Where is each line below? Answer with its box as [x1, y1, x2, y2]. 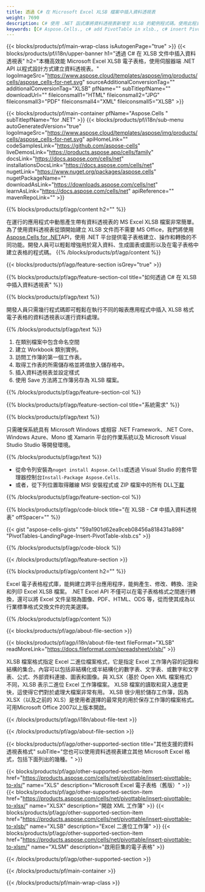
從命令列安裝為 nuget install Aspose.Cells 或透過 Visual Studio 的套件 [15, 466, 192, 473]
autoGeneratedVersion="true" [6, 123, 82, 130]
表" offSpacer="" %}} [6, 513, 61, 521]
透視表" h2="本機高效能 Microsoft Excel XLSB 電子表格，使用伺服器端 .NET [6, 57, 195, 65]
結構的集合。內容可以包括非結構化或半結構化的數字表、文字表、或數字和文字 [6, 666, 199, 673]
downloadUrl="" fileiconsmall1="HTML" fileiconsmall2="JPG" [6, 91, 160, 99]
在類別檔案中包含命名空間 [15, 338, 80, 346]
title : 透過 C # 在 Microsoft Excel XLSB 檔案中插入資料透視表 [6, 9, 156, 15]
